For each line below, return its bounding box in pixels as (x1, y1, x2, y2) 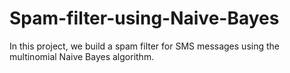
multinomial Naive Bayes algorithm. (9, 50, 155, 62)
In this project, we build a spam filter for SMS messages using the (9, 40, 280, 52)
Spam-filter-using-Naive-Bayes (9, 7, 280, 30)
